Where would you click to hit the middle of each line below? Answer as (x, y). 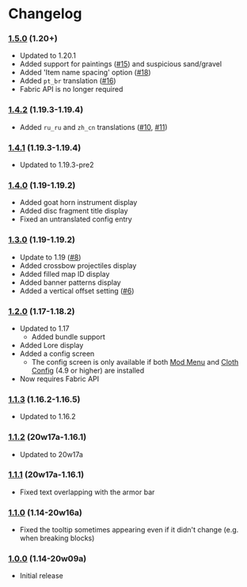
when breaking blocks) (57, 538)
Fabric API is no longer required (71, 89)
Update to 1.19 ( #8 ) (50, 257)
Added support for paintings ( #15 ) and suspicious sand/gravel (121, 64)
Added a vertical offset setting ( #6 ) (77, 290)
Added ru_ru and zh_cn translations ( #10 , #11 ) (93, 127)
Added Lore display (51, 345)
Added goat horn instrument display (78, 203)
